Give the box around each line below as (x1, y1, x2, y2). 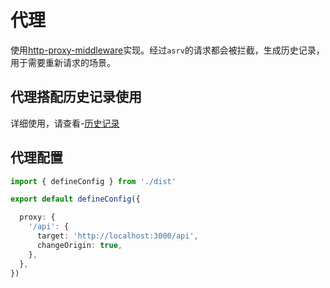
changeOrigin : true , (36, 240, 123, 250)
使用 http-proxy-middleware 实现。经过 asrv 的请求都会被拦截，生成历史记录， (10, 44, 325, 56)
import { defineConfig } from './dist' (10, 176, 177, 186)
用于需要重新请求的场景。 (10, 56, 116, 68)
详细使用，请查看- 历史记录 (10, 117, 120, 129)
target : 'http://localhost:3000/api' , (36, 231, 199, 241)
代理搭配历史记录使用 (10, 89, 142, 106)
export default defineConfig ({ (10, 194, 141, 205)
